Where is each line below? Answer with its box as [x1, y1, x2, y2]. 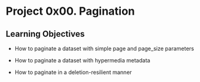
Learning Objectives [6, 29, 85, 39]
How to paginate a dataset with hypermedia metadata [14, 57, 151, 64]
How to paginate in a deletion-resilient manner [14, 69, 133, 76]
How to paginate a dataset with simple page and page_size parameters [14, 45, 194, 52]
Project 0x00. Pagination [6, 4, 136, 18]
